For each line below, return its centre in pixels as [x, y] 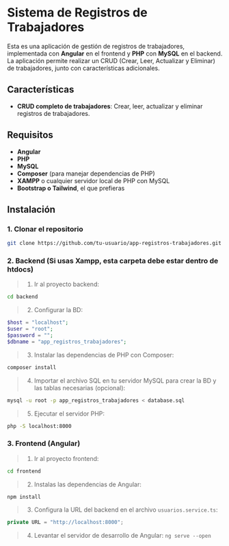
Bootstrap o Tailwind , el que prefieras [71, 188]
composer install [32, 367]
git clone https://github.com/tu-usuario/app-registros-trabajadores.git [114, 244]
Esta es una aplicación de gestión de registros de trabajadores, [96, 46]
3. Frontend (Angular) [44, 444]
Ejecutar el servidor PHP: [69, 414]
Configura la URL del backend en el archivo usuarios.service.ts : [126, 510]
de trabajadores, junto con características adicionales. [83, 68]
